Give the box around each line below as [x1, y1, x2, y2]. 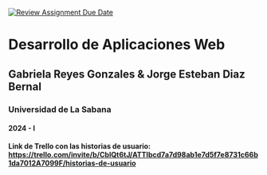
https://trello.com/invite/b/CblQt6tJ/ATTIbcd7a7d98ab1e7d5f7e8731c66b [8, 149, 259, 159]
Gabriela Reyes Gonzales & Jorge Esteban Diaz [8, 67, 245, 81]
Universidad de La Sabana [8, 104, 112, 115]
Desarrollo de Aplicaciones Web [8, 36, 226, 54]
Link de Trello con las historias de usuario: [8, 141, 151, 151]
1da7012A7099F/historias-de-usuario [8, 158, 137, 168]
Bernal [8, 80, 42, 93]
